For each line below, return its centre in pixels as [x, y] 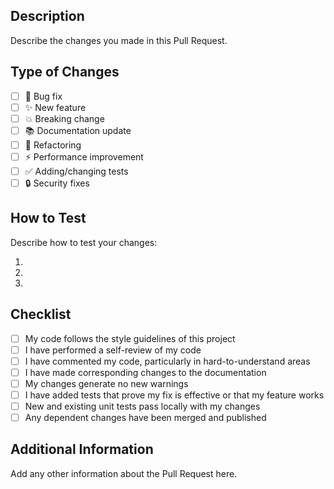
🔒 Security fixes [57, 183]
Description [47, 16]
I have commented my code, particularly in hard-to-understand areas [167, 361]
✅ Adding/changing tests [76, 171]
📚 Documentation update [78, 130]
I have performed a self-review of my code [113, 350]
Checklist [41, 314]
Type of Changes [65, 72]
